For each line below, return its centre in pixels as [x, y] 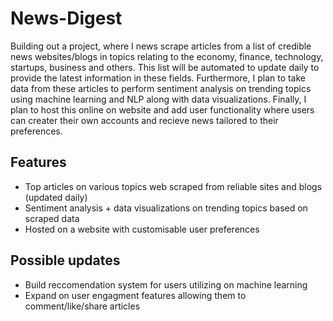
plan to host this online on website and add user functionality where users [162, 109]
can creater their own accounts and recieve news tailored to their [144, 120]
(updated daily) [56, 197]
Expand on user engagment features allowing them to [135, 295]
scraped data [52, 218]
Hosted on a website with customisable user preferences [142, 229]
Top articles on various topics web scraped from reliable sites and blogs [173, 186]
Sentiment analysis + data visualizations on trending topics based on [166, 208]
